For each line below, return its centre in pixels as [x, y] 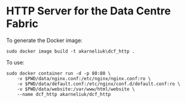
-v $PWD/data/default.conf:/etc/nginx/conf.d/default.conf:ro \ [99, 84]
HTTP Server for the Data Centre [89, 11]
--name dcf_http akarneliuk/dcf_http [64, 94]
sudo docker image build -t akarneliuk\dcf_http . [71, 51]
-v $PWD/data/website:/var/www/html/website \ [76, 89]
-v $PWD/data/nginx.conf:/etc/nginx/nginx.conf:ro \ [84, 78]
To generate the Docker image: [44, 40]
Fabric [22, 24]
